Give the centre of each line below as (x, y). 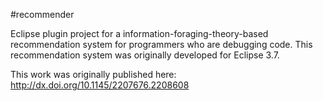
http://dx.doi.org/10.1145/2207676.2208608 (100, 85)
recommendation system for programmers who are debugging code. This (161, 44)
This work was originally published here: (93, 74)
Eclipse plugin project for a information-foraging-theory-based (139, 33)
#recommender (42, 14)
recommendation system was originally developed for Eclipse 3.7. (145, 55)
